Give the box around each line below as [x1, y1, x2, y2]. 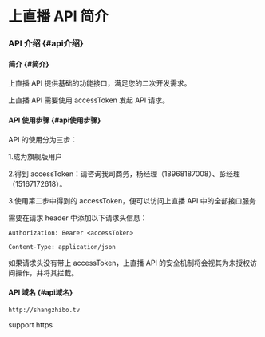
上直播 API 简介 [8, 7, 109, 26]
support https [8, 319, 53, 329]
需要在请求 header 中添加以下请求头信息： [8, 213, 148, 223]
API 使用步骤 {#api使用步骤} [8, 115, 101, 125]
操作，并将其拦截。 [14, 267, 78, 277]
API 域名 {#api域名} [8, 287, 73, 297]
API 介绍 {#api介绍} [8, 38, 84, 49]
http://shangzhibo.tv [8, 306, 81, 314]
